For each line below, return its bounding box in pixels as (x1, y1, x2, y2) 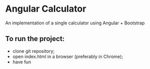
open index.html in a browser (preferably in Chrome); (12, 53, 123, 59)
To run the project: (5, 34, 65, 43)
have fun (12, 59, 31, 65)
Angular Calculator (5, 3, 87, 15)
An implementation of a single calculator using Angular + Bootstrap (5, 20, 145, 26)
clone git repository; (12, 48, 55, 54)
